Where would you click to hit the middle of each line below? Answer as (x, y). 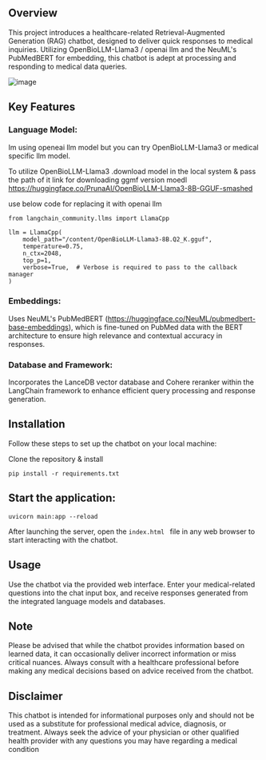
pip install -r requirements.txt (64, 474)
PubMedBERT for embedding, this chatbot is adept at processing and (123, 58)
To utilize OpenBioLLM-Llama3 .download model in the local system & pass (132, 171)
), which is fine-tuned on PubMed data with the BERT (156, 327)
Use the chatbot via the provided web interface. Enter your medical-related (132, 584)
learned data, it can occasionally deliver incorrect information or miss (123, 654)
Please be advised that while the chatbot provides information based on (127, 646)
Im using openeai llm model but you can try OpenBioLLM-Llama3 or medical (133, 147)
